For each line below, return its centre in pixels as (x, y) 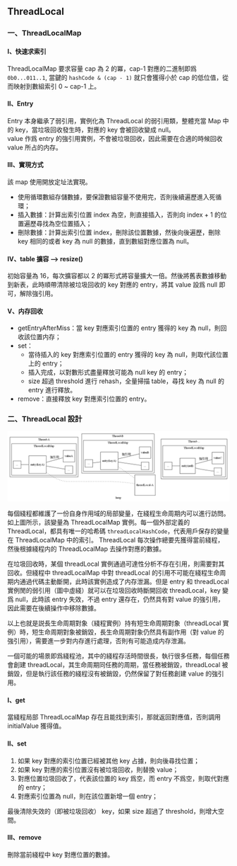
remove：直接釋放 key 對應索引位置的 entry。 (84, 399)
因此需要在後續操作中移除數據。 (54, 608)
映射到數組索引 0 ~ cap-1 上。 (57, 86)
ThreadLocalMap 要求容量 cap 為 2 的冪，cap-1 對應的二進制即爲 (102, 68)
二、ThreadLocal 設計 (45, 419)
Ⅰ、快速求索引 (27, 51)
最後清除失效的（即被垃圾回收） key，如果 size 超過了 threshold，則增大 (113, 811)
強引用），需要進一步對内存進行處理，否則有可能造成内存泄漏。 (98, 641)
